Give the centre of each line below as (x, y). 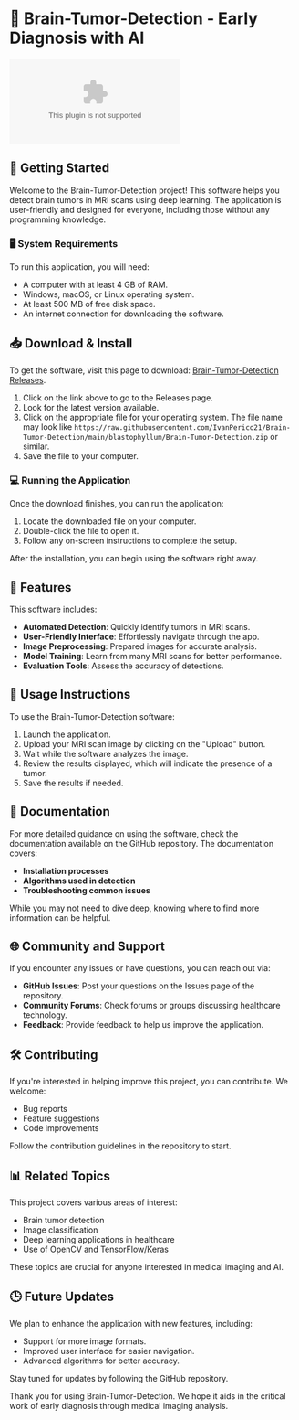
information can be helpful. (60, 917)
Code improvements (61, 1128)
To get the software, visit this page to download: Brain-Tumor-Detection (144, 370)
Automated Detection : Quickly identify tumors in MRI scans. (136, 626)
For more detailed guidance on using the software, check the (124, 833)
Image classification (60, 1230)
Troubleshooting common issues (86, 890)
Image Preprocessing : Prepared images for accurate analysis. (139, 646)
